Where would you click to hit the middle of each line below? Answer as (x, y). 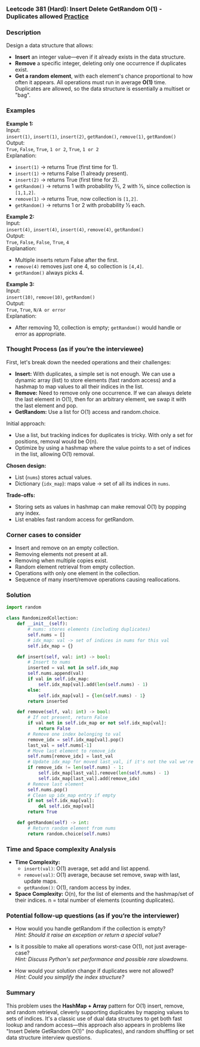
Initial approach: (26, 423)
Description (24, 32)
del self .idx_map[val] (66, 806)
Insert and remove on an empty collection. (67, 548)
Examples (21, 110)
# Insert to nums (49, 662)
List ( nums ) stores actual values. (53, 477)
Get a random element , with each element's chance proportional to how (104, 76)
